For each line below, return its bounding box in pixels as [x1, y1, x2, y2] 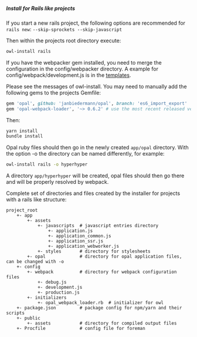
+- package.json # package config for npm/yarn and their [16, 305, 182, 311]
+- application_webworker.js [47, 244, 119, 250]
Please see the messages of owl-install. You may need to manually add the [6, 83, 187, 90]
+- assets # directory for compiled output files [27, 321, 177, 326]
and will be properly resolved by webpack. [6, 178, 109, 186]
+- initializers [27, 295, 67, 301]
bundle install [6, 133, 43, 139]
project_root [6, 207, 38, 214]
